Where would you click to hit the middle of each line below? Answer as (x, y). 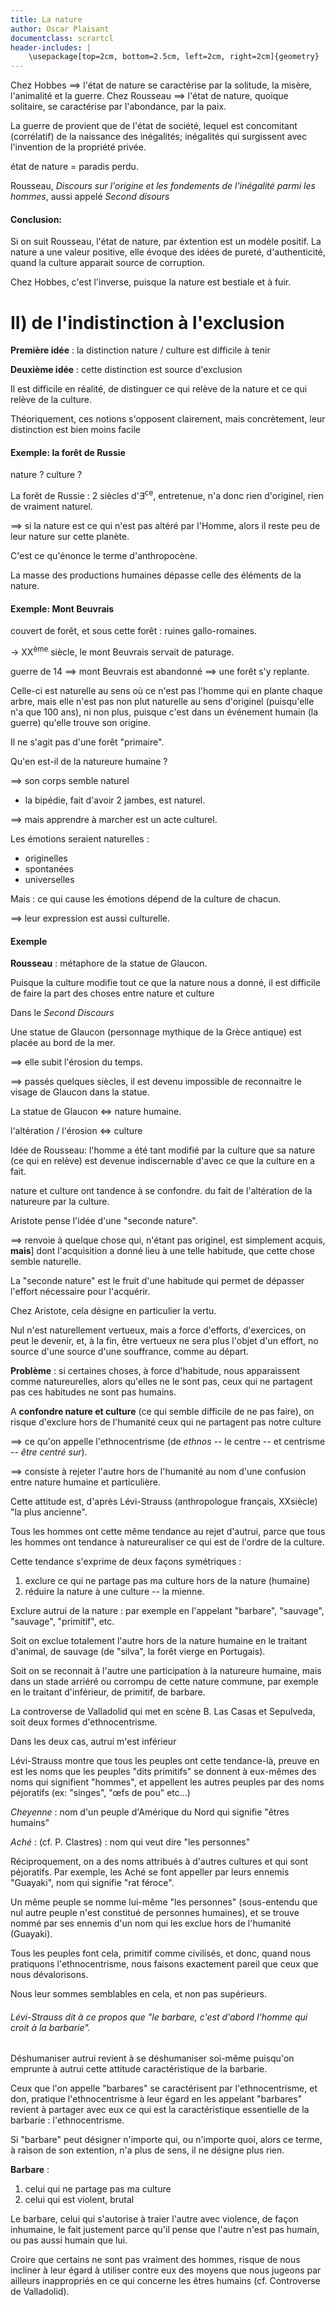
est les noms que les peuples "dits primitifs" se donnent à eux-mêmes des (163, 1772)
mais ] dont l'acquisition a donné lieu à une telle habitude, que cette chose (163, 1251)
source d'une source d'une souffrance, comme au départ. (130, 1352)
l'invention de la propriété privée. (78, 147)
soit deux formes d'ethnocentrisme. (84, 1722)
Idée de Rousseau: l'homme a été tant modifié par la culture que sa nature (163, 1150)
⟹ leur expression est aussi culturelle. (90, 918)
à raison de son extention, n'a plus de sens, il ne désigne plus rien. (147, 2150)
